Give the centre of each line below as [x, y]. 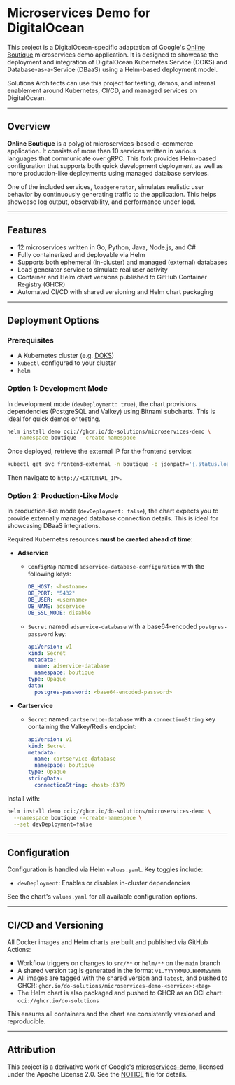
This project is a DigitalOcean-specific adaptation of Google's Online [106, 47]
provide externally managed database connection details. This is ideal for [113, 518]
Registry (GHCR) [41, 284]
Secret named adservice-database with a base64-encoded [113, 626]
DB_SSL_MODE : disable [59, 613]
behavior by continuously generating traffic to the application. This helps [112, 194]
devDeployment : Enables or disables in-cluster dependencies [104, 883]
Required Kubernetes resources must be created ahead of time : [100, 539]
